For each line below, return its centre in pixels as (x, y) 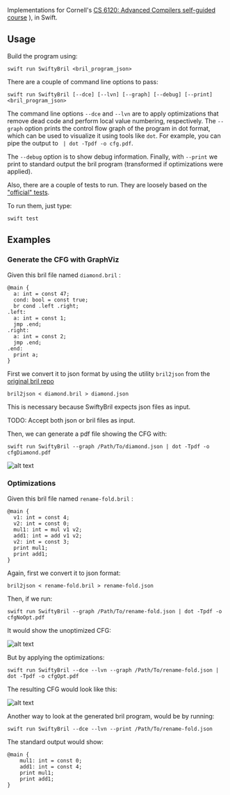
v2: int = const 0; (42, 524)
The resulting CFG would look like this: (63, 689)
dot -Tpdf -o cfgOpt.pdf (43, 676)
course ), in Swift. (32, 17)
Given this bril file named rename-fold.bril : (70, 498)
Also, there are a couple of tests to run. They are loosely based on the (107, 184)
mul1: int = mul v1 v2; (48, 529)
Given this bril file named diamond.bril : (64, 275)
